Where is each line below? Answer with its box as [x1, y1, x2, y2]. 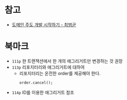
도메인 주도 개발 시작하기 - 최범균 [11, 22, 76, 28]
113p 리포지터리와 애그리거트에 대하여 [11, 64, 85, 70]
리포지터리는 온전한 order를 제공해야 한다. [19, 70, 101, 76]
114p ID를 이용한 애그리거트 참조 [11, 89, 74, 95]
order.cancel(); [19, 80, 53, 85]
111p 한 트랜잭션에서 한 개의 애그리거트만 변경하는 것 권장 [11, 58, 123, 64]
